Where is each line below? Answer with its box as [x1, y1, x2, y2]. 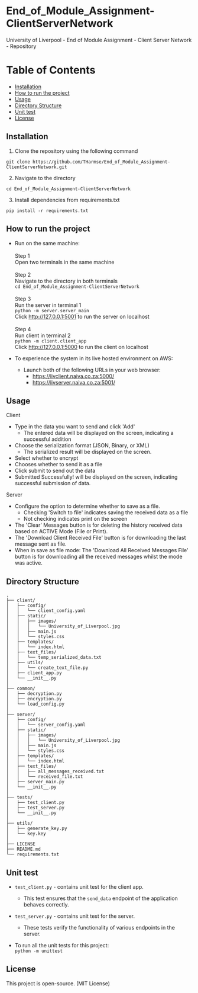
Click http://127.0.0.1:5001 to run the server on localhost [14, 313, 150, 320]
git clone [6, 159, 31, 165]
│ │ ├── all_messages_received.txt [6, 768, 105, 774]
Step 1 [14, 252, 30, 259]
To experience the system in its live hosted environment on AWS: [14, 354, 173, 362]
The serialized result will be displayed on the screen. [23, 449, 152, 456]
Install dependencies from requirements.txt [14, 196, 120, 203]
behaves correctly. [23, 901, 69, 908]
